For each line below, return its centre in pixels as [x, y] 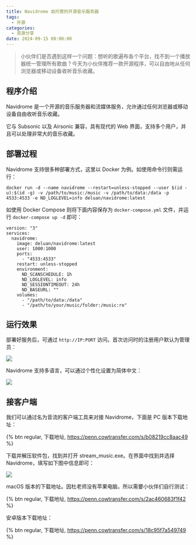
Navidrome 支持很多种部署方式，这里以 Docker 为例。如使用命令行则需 [92, 169]
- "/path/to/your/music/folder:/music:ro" [74, 305]
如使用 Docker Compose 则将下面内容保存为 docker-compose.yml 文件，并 [95, 210]
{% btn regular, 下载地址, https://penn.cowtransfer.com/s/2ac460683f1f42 [96, 499]
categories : [21, 28]
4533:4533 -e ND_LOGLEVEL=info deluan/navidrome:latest [76, 198]
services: [18, 233]
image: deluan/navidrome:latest [56, 243]
